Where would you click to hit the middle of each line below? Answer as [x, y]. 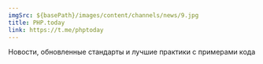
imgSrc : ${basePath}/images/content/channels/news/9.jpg [104, 15]
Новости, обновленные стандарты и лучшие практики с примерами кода [132, 52]
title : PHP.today [37, 23]
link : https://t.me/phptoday [56, 30]
